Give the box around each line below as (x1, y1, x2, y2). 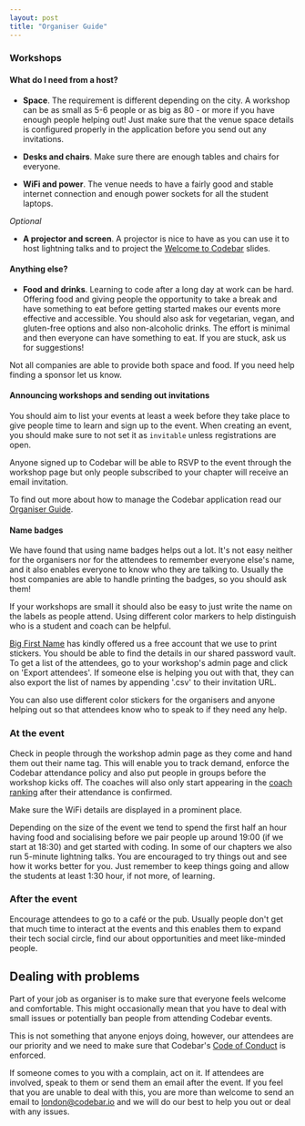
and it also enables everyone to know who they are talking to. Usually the (9, 564, 284, 575)
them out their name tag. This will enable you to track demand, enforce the (9, 757, 290, 768)
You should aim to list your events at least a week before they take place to (9, 411, 290, 422)
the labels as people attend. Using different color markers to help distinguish (9, 611, 297, 622)
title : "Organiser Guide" (9, 22, 107, 31)
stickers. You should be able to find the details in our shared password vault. (9, 648, 297, 659)
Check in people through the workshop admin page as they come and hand (9, 748, 293, 759)
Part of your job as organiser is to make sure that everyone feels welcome (9, 993, 287, 1004)
